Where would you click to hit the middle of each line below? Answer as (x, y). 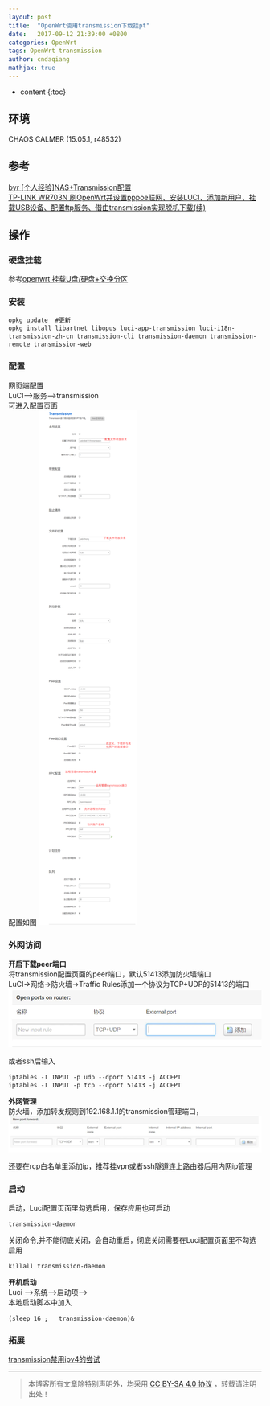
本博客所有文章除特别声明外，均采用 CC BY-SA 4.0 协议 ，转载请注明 (142, 1384)
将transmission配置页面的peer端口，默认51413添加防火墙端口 (110, 974)
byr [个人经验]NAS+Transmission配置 (70, 187)
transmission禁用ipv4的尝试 (54, 1359)
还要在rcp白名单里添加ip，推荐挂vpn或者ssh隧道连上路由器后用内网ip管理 (131, 1165)
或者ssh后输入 (32, 1061)
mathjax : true (32, 68)
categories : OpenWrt (43, 43)
